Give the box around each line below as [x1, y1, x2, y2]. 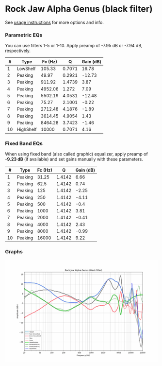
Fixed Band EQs [5, 140, 43, 147]
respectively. [5, 48, 31, 54]
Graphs [5, 248, 23, 255]
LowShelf [16, 66, 36, 71]
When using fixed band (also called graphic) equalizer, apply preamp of [5, 151, 148, 157]
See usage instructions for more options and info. [5, 19, 104, 25]
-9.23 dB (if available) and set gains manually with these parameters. [5, 157, 143, 162]
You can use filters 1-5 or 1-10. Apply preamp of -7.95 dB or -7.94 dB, [5, 43, 143, 49]
